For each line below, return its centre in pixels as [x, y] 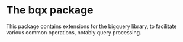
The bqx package [50, 10]
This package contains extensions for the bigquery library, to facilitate [91, 26]
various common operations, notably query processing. [74, 32]
